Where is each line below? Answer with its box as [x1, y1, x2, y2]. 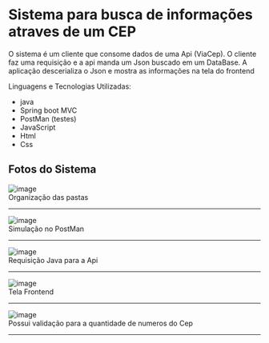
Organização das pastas [8, 192, 89, 201]
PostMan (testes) [19, 114, 77, 123]
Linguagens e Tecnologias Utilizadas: [8, 82, 132, 91]
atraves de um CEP [8, 22, 137, 41]
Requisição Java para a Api [8, 255, 98, 265]
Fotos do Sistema [8, 162, 97, 177]
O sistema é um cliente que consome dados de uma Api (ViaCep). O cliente [8, 49, 257, 58]
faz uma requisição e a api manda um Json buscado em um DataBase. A [8, 58, 247, 67]
